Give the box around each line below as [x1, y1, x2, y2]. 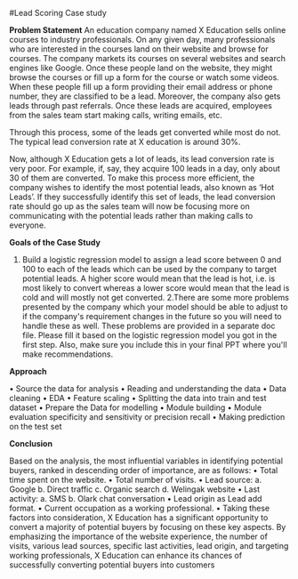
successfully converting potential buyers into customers [9, 559, 215, 570]
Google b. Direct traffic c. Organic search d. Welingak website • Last [9, 484, 261, 495]
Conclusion [9, 438, 53, 448]
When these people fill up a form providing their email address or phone [9, 82, 273, 92]
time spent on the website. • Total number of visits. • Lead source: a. [9, 475, 262, 485]
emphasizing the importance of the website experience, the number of [9, 531, 269, 542]
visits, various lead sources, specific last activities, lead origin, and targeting [9, 541, 289, 551]
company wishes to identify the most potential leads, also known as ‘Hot [9, 182, 275, 192]
